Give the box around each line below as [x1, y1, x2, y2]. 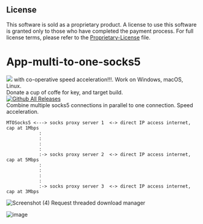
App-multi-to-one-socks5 [6, 55, 141, 68]
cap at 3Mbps [6, 188, 39, 194]
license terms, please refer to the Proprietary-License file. [6, 33, 151, 41]
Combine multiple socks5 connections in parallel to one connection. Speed [6, 101, 193, 108]
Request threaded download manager [51, 199, 145, 206]
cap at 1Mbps [6, 125, 39, 131]
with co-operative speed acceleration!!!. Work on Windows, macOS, [13, 76, 184, 83]
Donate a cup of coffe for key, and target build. [6, 88, 123, 96]
